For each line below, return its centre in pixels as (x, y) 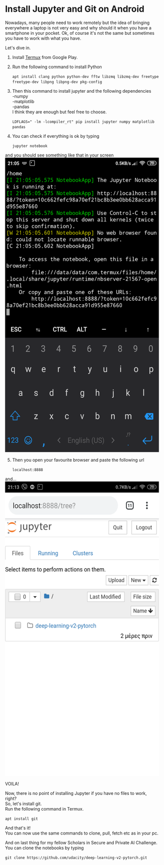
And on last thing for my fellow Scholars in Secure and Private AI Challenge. (81, 842)
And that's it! (18, 828)
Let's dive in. (18, 48)
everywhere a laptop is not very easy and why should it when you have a (78, 27)
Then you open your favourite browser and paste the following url (78, 460)
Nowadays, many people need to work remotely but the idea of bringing (77, 23)
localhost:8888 (28, 470)
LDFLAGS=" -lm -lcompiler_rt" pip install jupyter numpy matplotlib (83, 122)
